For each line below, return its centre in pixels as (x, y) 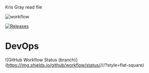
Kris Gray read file (24, 7)
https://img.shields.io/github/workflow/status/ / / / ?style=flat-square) (75, 65)
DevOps (22, 46)
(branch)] (68, 60)
